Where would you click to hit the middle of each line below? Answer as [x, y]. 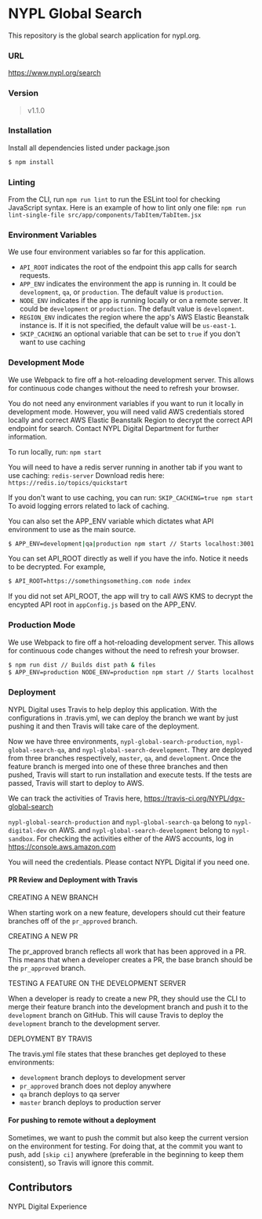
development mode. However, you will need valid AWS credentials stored [126, 411]
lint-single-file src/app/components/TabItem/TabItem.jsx [105, 215]
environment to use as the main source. [72, 529]
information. [28, 436]
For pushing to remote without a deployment [82, 1120]
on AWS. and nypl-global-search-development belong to [139, 830]
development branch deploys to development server [102, 1077]
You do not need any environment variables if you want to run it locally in [126, 403]
